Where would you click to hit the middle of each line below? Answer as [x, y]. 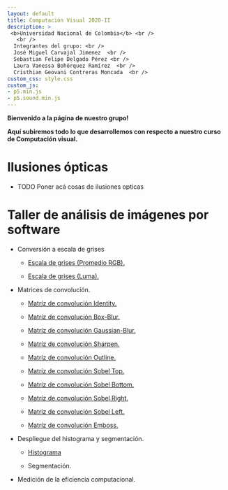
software [34, 230]
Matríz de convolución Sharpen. [74, 344]
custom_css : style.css [40, 79]
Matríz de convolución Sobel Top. [76, 370]
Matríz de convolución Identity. [72, 303]
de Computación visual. [43, 139]
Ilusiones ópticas [58, 167]
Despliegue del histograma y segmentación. [81, 438]
